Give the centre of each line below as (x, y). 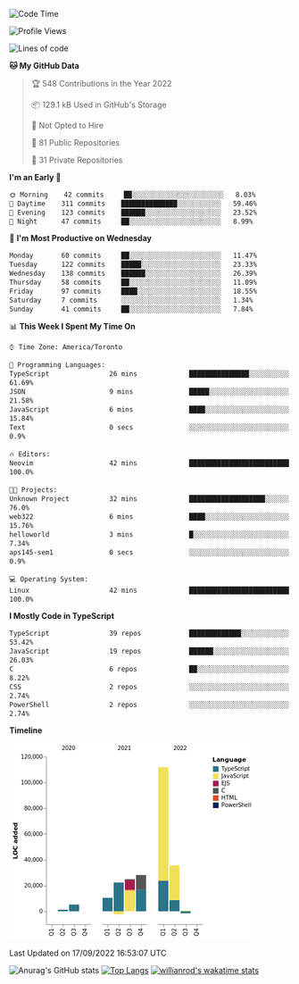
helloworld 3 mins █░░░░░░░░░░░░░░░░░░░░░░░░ (149, 535)
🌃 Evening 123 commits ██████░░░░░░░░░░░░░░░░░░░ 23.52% (133, 213)
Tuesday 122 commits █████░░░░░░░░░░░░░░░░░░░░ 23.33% (133, 264)
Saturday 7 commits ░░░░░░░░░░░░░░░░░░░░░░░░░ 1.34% (131, 300)
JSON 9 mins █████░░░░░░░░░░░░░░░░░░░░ (149, 392)
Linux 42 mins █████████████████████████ (149, 590)
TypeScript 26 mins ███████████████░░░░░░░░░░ (149, 374)
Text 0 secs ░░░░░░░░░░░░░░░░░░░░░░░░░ (149, 428)
